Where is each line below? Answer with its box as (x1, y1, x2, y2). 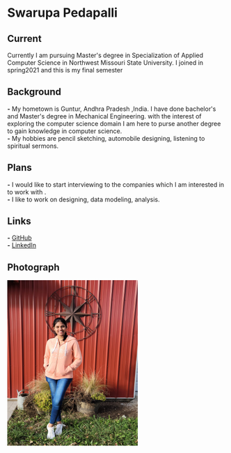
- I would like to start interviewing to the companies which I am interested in (7, 180, 225, 189)
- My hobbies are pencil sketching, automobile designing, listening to (7, 134, 205, 142)
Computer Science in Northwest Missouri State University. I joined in (7, 59, 204, 67)
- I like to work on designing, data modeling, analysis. (7, 195, 160, 204)
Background (7, 86, 61, 98)
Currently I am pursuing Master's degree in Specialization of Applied (7, 51, 204, 59)
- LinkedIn (7, 241, 37, 249)
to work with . (7, 187, 47, 196)
